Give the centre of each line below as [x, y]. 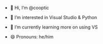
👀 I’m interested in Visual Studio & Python [54, 17]
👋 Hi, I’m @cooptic [30, 8]
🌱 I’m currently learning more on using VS [54, 27]
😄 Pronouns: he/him [32, 37]
